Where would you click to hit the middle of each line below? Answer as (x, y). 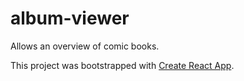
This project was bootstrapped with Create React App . (122, 65)
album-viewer (70, 18)
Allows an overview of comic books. (85, 46)
